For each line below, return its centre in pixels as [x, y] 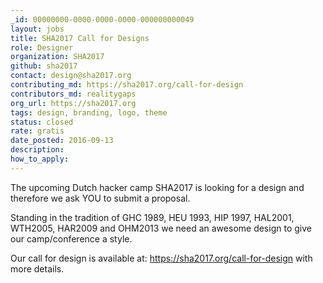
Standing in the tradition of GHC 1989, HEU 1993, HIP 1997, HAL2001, [152, 217]
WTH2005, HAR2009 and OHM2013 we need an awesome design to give [161, 228]
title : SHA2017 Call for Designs [80, 38]
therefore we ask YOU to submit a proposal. [100, 198]
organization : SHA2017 [57, 57]
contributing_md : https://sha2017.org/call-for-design [127, 85]
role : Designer [42, 47]
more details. [37, 268]
